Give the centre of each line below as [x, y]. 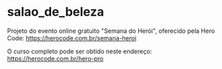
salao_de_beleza [56, 12]
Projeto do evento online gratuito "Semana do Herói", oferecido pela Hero [111, 31]
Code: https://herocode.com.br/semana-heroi [72, 38]
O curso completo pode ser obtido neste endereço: [80, 51]
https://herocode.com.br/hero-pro [55, 58]
